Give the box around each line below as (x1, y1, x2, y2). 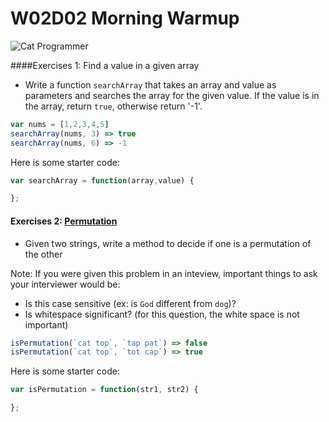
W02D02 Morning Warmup (10, 7, 240, 30)
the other (24, 248, 63, 260)
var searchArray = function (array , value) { (10, 175, 195, 186)
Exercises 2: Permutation (10, 215, 118, 227)
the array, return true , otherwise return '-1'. (24, 100, 203, 112)
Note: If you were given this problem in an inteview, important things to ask (10, 267, 318, 279)
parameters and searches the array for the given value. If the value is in (24, 89, 320, 101)
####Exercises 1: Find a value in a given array (10, 59, 200, 71)
